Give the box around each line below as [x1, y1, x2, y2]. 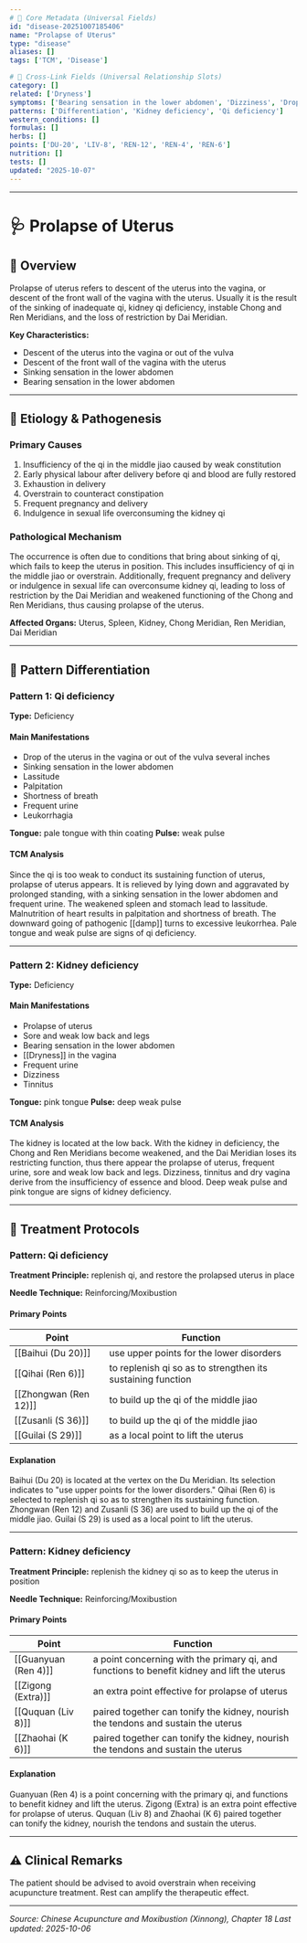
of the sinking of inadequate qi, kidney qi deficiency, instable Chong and [9, 302, 281, 313]
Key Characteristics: [9, 329, 90, 340]
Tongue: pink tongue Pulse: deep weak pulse [9, 1097, 182, 1108]
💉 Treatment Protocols [9, 1221, 140, 1237]
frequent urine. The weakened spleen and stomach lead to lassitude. [9, 897, 268, 909]
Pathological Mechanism [9, 531, 122, 544]
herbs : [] [9, 132, 48, 142]
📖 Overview [9, 258, 77, 274]
